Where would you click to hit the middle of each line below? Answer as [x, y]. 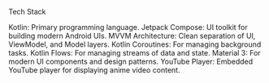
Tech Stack [27, 12]
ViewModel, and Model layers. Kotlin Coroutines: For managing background [135, 44]
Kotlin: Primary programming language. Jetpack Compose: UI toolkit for [128, 27]
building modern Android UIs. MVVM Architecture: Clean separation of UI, [132, 36]
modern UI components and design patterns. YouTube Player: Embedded [131, 61]
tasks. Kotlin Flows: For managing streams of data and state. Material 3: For [135, 53]
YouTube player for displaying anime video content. [94, 70]
